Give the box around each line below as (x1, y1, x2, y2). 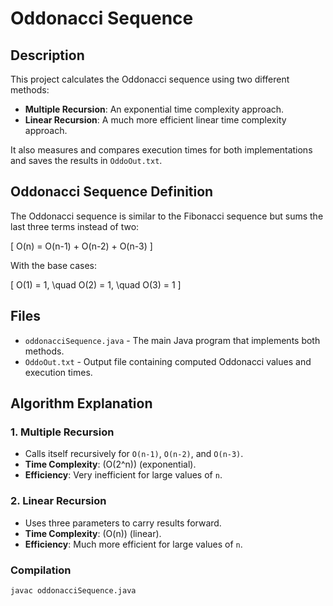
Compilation (10, 563, 72, 577)
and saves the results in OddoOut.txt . (10, 155, 163, 166)
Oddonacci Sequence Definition (10, 183, 214, 201)
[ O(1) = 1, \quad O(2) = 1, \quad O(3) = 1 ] (10, 278, 182, 291)
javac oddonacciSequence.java (10, 585, 137, 596)
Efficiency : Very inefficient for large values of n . (24, 469, 223, 481)
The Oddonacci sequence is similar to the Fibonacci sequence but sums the (10, 210, 324, 222)
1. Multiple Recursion (10, 425, 115, 439)
